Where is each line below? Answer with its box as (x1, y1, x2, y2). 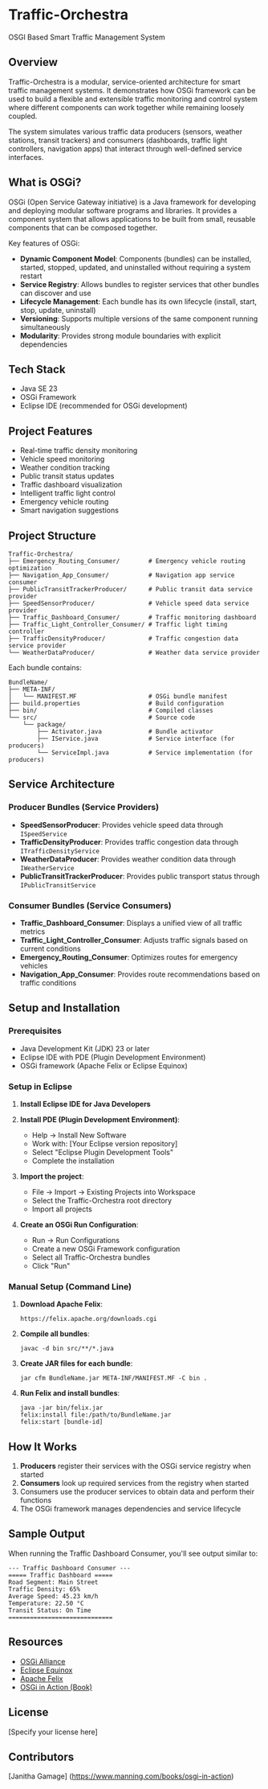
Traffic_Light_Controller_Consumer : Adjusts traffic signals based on (19, 935, 249, 944)
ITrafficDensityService (19, 847, 100, 855)
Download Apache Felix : (19, 1299, 103, 1309)
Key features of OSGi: (8, 238, 80, 248)
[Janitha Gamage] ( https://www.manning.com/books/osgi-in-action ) (8, 1771, 234, 1781)
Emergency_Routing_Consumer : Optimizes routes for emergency (19, 952, 238, 962)
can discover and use (19, 288, 91, 298)
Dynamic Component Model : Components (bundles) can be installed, (19, 253, 252, 263)
